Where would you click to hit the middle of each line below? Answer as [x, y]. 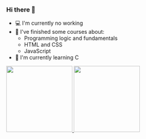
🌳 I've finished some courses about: [59, 32]
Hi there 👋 [21, 10]
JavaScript [37, 51]
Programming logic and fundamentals [71, 38]
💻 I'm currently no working [49, 23]
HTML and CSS [43, 45]
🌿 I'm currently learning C [47, 57]
